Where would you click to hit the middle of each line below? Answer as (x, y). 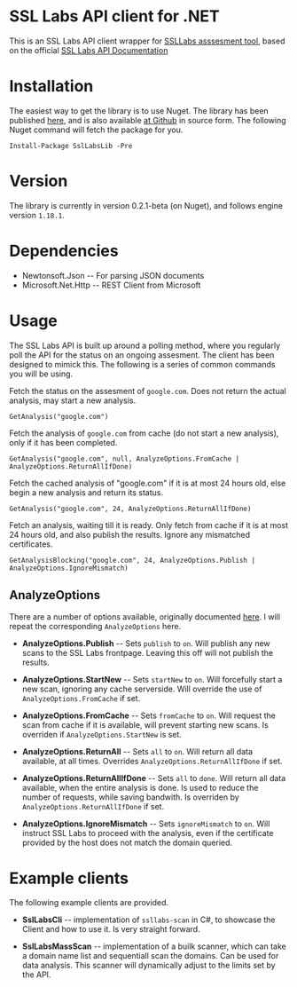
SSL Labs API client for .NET (114, 16)
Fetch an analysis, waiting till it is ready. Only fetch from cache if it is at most (149, 525)
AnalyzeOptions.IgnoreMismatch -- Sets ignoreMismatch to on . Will (146, 824)
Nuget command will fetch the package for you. (96, 130)
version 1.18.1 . (37, 215)
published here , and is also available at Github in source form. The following (148, 120)
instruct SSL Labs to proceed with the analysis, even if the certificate (148, 833)
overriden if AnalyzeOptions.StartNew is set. (102, 734)
